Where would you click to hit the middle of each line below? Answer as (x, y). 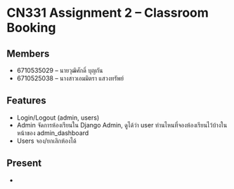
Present (24, 163)
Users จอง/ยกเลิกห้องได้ (46, 141)
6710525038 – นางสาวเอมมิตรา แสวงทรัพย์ (70, 78)
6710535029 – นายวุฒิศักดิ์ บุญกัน (60, 70)
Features (26, 100)
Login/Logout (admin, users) (58, 118)
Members (28, 54)
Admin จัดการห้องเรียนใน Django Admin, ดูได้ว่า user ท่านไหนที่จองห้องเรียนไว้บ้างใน (122, 125)
